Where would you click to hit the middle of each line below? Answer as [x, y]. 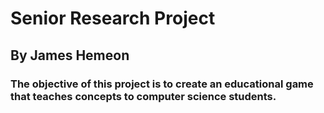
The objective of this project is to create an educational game [162, 84]
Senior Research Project [113, 18]
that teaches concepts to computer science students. [143, 96]
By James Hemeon [70, 55]
